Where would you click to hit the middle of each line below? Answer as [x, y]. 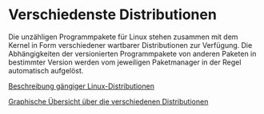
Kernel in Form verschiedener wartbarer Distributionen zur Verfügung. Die [130, 45]
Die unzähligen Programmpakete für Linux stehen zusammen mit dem [123, 37]
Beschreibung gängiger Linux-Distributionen [81, 86]
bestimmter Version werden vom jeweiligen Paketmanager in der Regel [125, 62]
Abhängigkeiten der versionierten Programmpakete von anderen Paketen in [132, 53]
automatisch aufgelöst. [46, 70]
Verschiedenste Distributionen [113, 15]
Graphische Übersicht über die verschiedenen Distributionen [108, 101]
